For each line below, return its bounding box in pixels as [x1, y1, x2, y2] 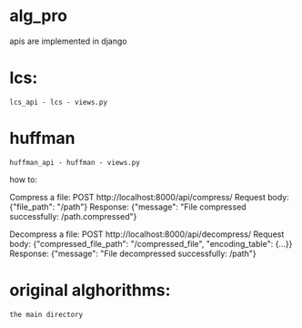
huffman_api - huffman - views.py [9, 158, 141, 167]
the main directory [9, 310, 84, 319]
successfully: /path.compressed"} [9, 210, 137, 221]
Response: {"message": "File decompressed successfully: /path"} [9, 248, 257, 259]
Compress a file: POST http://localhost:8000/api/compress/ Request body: [9, 191, 289, 202]
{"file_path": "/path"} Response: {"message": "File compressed [9, 201, 247, 212]
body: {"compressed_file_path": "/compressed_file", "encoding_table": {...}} [9, 238, 293, 249]
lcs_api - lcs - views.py [9, 97, 107, 107]
